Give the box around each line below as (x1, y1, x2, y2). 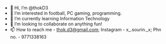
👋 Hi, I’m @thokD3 (10, 5, 49, 11)
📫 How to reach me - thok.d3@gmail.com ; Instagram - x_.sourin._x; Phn (10, 27, 161, 32)
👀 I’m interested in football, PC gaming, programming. (10, 10, 122, 16)
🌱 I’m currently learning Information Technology (10, 16, 110, 21)
